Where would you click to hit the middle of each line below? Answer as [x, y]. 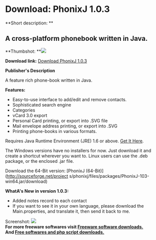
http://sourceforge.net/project [37, 176]
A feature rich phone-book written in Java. [49, 80]
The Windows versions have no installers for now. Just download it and [78, 150]
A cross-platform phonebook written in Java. [77, 39]
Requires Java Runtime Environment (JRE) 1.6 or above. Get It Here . [75, 141]
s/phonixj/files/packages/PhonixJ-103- [109, 176]
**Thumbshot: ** [23, 51]
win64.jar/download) [26, 181]
